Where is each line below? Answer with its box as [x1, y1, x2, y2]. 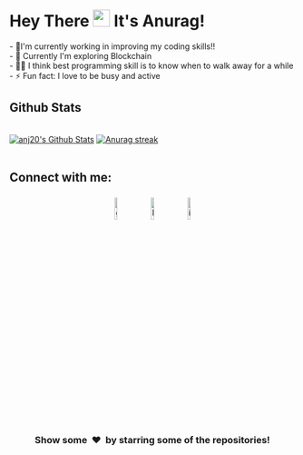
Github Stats [9, 100, 82, 115]
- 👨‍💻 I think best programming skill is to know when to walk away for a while [9, 60, 294, 71]
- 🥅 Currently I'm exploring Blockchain [9, 50, 152, 61]
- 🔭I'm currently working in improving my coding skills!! [9, 41, 216, 52]
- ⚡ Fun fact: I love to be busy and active [9, 70, 161, 81]
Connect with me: [9, 170, 112, 185]
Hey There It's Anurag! [9, 11, 206, 32]
